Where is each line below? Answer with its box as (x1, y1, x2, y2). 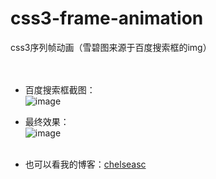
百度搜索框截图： (24, 83, 96, 96)
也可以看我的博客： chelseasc (24, 158, 147, 170)
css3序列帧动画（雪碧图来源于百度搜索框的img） (10, 41, 212, 53)
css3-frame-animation (10, 7, 204, 30)
